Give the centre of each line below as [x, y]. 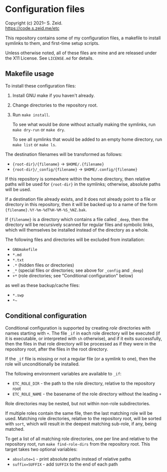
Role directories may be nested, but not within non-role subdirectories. [78, 403]
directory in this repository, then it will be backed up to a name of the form [82, 204]
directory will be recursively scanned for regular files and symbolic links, [80, 225]
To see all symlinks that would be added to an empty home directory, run [87, 139]
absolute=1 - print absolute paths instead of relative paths [72, 459]
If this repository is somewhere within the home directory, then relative [78, 179]
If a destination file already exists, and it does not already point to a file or [81, 199]
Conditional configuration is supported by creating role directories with [78, 328]
